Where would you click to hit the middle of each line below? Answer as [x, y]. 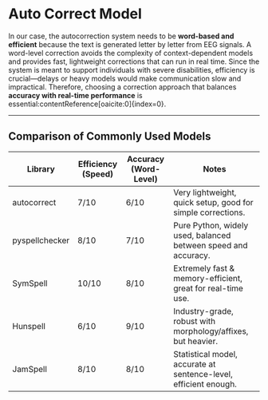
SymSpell [30, 283]
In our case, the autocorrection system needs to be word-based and [121, 36]
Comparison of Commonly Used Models [110, 137]
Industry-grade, [203, 311]
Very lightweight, [205, 192]
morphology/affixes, [211, 331]
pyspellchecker [41, 240]
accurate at [194, 364]
